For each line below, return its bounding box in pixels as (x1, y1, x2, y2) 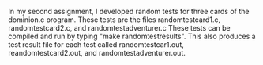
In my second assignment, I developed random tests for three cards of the (8, 7, 250, 16)
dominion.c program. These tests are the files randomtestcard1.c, (8, 15, 221, 24)
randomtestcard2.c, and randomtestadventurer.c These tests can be (8, 23, 231, 32)
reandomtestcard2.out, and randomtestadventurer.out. (8, 49, 186, 57)
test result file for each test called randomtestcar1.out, (8, 40, 184, 49)
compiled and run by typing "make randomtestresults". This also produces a (8, 31, 256, 41)
